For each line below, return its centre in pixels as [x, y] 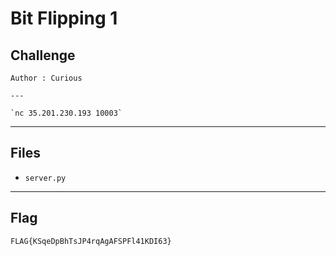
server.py [45, 178]
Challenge [43, 55]
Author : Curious [46, 78]
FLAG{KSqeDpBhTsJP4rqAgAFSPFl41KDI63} [91, 241]
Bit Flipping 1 [64, 18]
